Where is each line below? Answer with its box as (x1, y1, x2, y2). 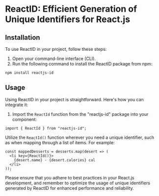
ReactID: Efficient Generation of (5, 3, 137, 15)
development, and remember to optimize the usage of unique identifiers (5, 180, 151, 186)
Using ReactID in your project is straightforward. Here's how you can (5, 96, 144, 102)
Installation (5, 33, 40, 42)
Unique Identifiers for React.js (5, 14, 131, 25)
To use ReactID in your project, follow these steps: (5, 46, 107, 52)
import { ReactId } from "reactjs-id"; (5, 126, 87, 131)
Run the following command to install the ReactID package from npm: (12, 61, 153, 66)
